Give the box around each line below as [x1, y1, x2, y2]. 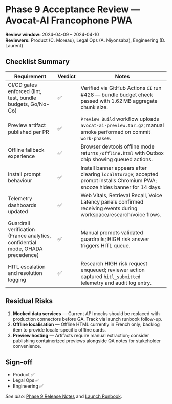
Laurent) [5, 42, 24, 48]
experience [8, 153, 35, 160]
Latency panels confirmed [80, 198, 144, 205]
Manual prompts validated [80, 229, 143, 236]
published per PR [8, 128, 50, 135]
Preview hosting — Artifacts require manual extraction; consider [12, 332, 149, 338]
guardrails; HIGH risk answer [80, 235, 150, 243]
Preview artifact [8, 122, 46, 129]
